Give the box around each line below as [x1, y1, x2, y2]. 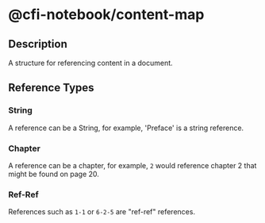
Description [8, 37, 67, 51]
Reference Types [8, 81, 94, 94]
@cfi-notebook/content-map [8, 6, 205, 24]
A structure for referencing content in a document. [8, 58, 173, 67]
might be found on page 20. [8, 169, 99, 179]
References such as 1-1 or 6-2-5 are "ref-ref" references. [8, 207, 196, 217]
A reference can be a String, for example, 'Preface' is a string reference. [8, 123, 244, 133]
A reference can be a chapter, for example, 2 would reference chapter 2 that [8, 160, 257, 170]
